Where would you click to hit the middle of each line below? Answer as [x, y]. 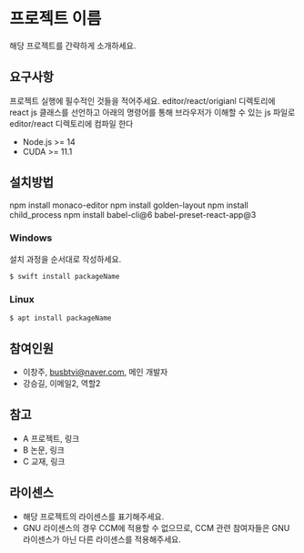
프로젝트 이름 [56, 19]
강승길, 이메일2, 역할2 [61, 383]
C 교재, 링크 [44, 461]
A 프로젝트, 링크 [51, 438]
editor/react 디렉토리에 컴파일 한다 [71, 123]
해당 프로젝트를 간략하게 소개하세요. [73, 46]
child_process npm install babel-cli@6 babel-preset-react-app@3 [133, 214]
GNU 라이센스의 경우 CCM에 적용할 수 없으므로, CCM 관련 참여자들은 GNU [156, 527]
